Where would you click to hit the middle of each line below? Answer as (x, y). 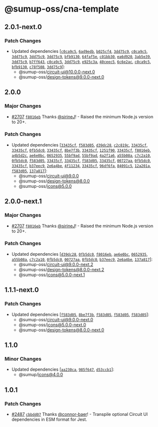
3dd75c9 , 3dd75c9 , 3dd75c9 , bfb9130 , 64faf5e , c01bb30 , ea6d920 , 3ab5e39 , (81, 56)
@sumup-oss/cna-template (62, 9)
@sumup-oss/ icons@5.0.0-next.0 (52, 325)
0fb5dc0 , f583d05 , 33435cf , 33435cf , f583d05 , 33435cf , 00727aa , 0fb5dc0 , (81, 160)
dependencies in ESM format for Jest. (49, 419)
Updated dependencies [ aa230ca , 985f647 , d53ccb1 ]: (63, 369)
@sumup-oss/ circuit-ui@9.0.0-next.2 (56, 264)
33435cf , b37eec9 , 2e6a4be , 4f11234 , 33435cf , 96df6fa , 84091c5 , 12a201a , (81, 165)
